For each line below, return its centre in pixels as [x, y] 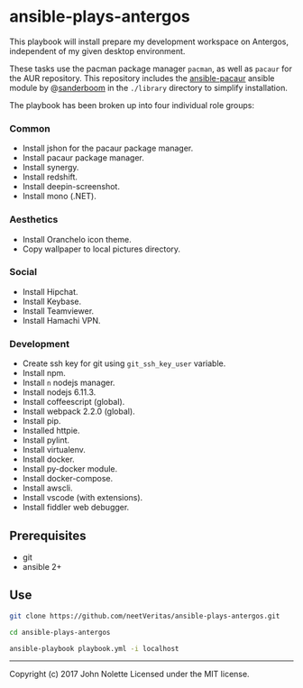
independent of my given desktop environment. [97, 50]
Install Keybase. [52, 301]
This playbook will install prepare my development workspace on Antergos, [149, 41]
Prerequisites [48, 535]
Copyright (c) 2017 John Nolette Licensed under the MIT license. [129, 674]
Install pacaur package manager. [83, 158]
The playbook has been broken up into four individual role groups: [132, 105]
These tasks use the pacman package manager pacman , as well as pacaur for [151, 69]
